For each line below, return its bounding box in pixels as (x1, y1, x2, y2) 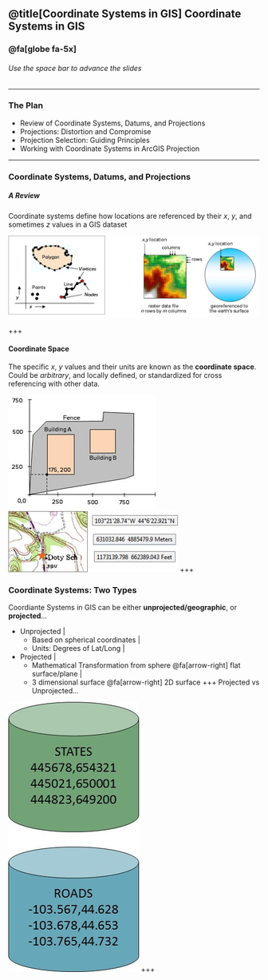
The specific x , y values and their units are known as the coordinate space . (8, 362, 257, 371)
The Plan (8, 100, 44, 111)
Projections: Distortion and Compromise (19, 126, 152, 136)
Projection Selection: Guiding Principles (19, 135, 150, 145)
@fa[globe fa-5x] (8, 44, 77, 55)
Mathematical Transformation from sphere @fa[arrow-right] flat (31, 661, 241, 670)
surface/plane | (31, 669, 82, 679)
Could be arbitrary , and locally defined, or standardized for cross (8, 370, 223, 379)
